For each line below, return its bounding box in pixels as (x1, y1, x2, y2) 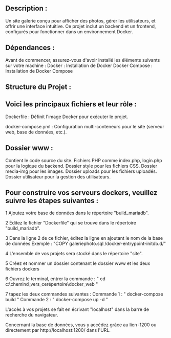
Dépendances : (5, 43, 55, 52)
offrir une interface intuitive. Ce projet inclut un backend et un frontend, (5, 23, 156, 29)
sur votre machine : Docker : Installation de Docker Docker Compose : (5, 62, 153, 69)
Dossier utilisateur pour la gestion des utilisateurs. (5, 173, 111, 179)
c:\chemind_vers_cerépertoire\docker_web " (5, 281, 98, 287)
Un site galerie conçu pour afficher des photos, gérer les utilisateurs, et (5, 17, 156, 24)
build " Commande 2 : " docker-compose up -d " (5, 297, 109, 303)
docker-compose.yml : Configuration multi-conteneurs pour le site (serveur (5, 123, 165, 129)
